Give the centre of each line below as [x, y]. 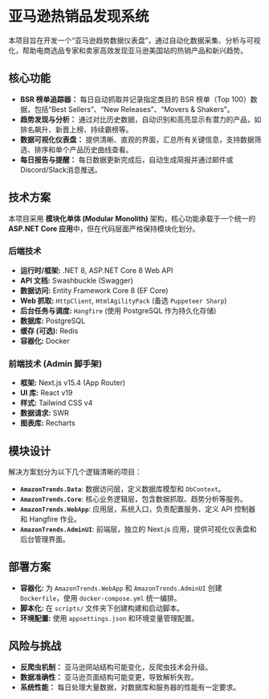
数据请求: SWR [45, 413]
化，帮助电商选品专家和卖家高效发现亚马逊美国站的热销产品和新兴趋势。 [128, 50]
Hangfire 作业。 [55, 519]
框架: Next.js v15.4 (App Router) [73, 383]
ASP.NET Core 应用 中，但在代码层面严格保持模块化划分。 [104, 228]
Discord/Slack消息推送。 [61, 169]
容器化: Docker [45, 341]
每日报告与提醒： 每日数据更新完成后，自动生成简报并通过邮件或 [126, 159]
